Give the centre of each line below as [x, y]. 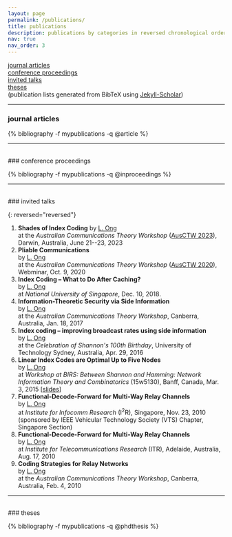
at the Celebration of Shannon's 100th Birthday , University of [105, 345]
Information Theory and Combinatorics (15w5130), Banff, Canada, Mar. [118, 382]
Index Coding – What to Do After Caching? [79, 279]
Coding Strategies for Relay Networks [73, 463]
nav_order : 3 [27, 45]
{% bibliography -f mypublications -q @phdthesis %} [83, 526]
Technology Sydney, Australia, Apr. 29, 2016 [81, 353]
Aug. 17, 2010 [36, 456]
